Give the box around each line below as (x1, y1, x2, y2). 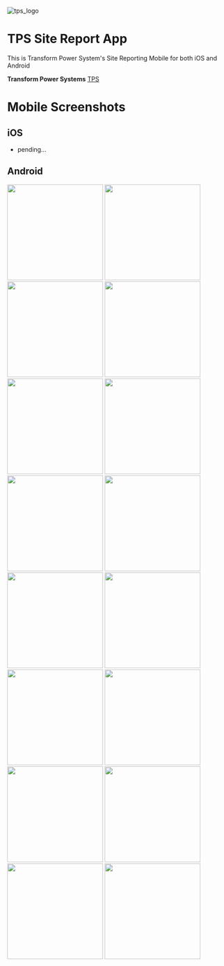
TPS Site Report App (7, 31, 127, 47)
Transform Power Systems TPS (7, 74, 99, 83)
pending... (17, 145, 47, 153)
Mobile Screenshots (7, 100, 126, 115)
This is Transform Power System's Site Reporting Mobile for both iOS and (7, 54, 218, 62)
